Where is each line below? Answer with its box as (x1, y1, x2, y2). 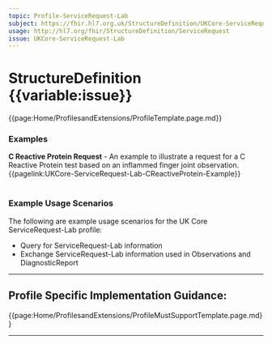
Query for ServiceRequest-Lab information (19, 240, 164, 250)
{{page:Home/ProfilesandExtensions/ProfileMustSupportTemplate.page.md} (8, 310, 263, 320)
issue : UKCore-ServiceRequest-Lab (8, 34, 125, 43)
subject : (8, 19, 38, 28)
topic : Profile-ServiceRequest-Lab (8, 11, 129, 20)
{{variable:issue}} (8, 87, 133, 105)
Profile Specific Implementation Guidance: (8, 289, 227, 303)
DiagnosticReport (19, 257, 79, 267)
